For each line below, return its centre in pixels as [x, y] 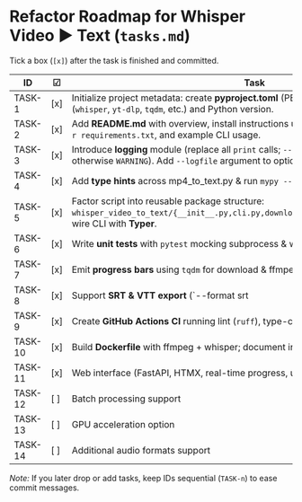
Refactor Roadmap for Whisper [127, 17]
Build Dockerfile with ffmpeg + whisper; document [178, 347]
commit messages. [44, 488]
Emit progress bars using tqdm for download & [169, 269]
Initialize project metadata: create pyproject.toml [175, 98]
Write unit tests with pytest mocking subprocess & [179, 243]
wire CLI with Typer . [114, 224]
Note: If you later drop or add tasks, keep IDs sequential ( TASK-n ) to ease [143, 478]
